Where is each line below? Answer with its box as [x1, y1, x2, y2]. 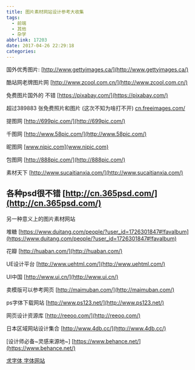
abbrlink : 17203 [6, 37, 47, 43]
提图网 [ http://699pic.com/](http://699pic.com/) [6, 117, 126, 124]
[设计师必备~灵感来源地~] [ [6, 337, 74, 345]
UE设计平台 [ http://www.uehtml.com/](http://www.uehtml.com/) [6, 260, 165, 267]
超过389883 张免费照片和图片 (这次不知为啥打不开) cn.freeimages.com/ [6, 104, 186, 112]
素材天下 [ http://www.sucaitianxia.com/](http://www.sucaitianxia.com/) [6, 169, 183, 176]
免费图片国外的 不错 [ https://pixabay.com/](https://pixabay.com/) [6, 92, 168, 99]
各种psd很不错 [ [6, 189, 66, 199]
